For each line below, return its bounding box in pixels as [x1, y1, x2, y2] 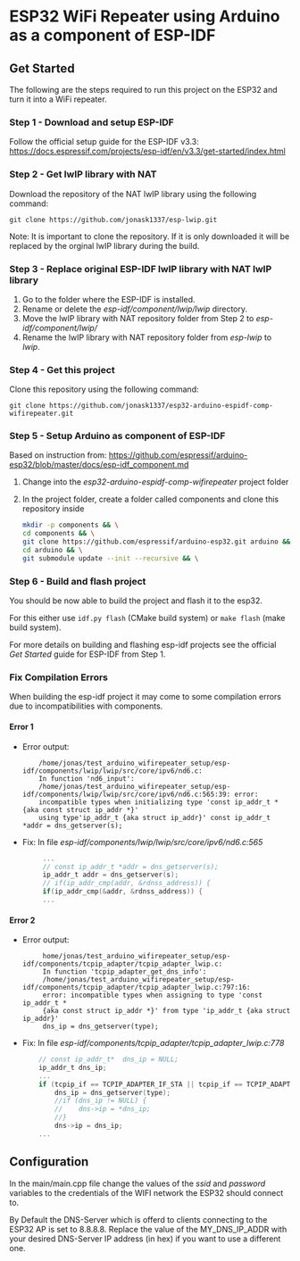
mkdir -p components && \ [21, 520, 119, 530]
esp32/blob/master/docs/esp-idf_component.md [9, 460, 189, 470]
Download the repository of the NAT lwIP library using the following [9, 188, 257, 199]
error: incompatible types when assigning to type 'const [42, 991, 263, 1000]
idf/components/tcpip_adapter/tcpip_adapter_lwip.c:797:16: [21, 983, 251, 992]
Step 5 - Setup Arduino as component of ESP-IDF [9, 430, 226, 443]
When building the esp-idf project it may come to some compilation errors [9, 692, 282, 702]
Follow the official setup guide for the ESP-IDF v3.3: [9, 137, 199, 147]
